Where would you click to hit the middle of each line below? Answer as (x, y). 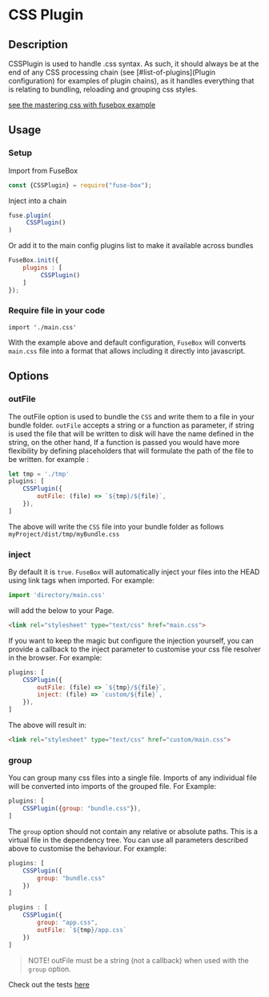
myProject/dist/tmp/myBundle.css (64, 534)
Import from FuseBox (43, 170)
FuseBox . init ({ (34, 260)
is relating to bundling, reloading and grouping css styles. (103, 89)
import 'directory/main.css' (57, 595)
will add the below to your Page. (61, 610)
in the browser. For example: (55, 657)
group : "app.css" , (68, 923)
